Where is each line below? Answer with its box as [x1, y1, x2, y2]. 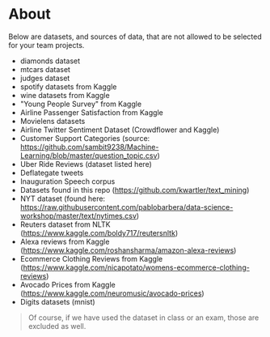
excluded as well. [27, 321, 86, 331]
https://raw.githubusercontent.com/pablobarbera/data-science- [19, 202, 234, 211]
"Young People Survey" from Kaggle [19, 99, 142, 109]
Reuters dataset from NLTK [19, 220, 111, 229]
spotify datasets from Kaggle [19, 82, 117, 92]
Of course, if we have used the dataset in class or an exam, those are [27, 313, 259, 322]
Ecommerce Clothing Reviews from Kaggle [19, 254, 163, 263]
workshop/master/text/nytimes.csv [19, 211, 137, 220]
